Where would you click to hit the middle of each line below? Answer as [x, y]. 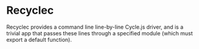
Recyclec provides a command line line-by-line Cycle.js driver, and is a [95, 27]
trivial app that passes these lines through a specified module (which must [100, 33]
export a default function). [39, 39]
